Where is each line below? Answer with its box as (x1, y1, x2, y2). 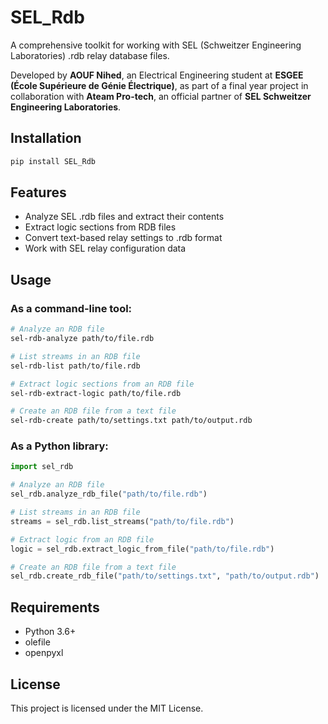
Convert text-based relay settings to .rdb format (24, 232, 223, 244)
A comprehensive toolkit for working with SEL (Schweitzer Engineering (10, 39, 302, 51)
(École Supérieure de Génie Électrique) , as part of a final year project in (10, 79, 309, 91)
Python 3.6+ (24, 626, 77, 638)
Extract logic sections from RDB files (24, 221, 177, 233)
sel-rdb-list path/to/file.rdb (10, 361, 141, 371)
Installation (10, 130, 82, 147)
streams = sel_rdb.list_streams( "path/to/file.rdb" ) (10, 516, 235, 526)
